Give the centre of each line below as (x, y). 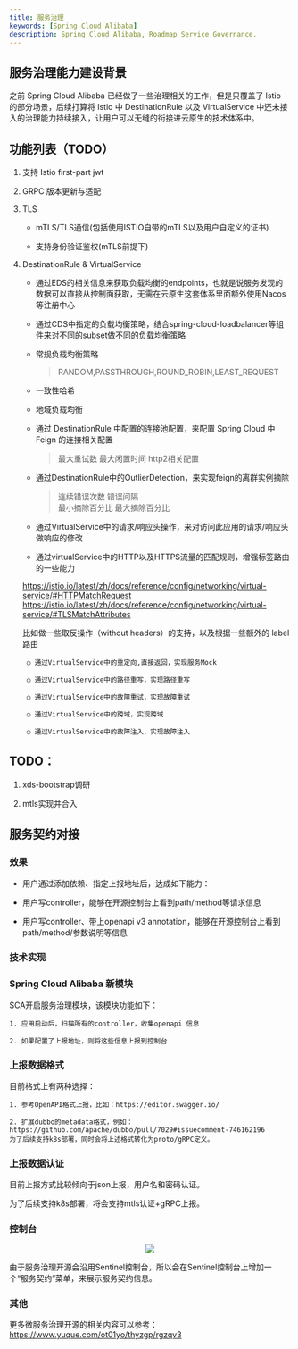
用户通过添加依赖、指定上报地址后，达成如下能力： (116, 883)
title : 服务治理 (37, 17)
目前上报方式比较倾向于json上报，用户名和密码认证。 (107, 1185)
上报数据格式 (37, 1065)
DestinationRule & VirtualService (82, 264)
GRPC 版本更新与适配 (62, 191)
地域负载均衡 (59, 409)
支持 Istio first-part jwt (63, 172)
